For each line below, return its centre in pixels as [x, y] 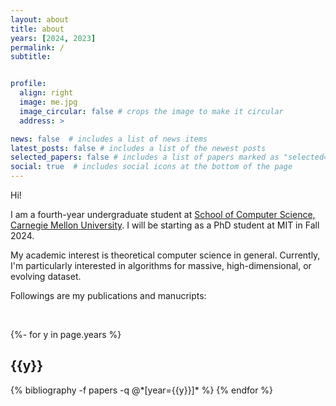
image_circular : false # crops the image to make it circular [151, 111]
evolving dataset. [46, 276]
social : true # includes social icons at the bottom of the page [151, 167]
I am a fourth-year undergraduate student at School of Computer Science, [163, 214]
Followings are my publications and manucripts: [108, 295]
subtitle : [31, 57]
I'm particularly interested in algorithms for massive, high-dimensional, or [161, 265]
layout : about [40, 19]
